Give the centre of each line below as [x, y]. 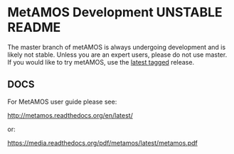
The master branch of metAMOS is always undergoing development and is [117, 47]
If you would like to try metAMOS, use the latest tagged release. [101, 62]
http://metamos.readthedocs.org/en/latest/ [70, 115]
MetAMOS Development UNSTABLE [115, 12]
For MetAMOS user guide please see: [62, 101]
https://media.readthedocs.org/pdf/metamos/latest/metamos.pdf [102, 143]
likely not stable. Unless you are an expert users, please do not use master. [117, 55]
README [34, 27]
